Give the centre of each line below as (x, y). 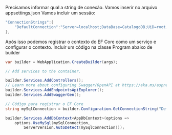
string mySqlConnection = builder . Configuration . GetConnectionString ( (82, 109)
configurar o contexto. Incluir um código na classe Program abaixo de (79, 47)
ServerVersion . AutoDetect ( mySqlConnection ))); (74, 128)
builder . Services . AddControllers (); (44, 81)
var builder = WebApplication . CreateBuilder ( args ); (61, 62)
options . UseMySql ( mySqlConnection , (52, 123)
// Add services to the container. (43, 71)
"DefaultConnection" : (37, 27)
